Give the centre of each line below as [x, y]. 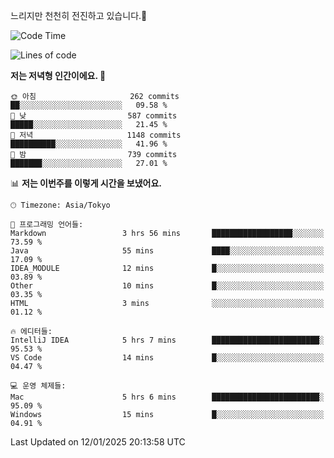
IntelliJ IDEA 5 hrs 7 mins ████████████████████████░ [167, 340]
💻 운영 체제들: [38, 386]
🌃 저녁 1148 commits [96, 135]
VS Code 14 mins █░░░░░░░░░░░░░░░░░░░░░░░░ [167, 358]
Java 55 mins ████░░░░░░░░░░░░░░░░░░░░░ [167, 251]
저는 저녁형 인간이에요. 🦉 [58, 75]
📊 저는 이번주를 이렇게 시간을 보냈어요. [86, 183]
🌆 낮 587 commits [94, 116]
